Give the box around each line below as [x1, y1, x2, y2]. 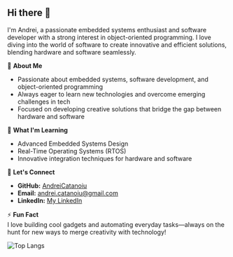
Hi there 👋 [7, 7, 51, 19]
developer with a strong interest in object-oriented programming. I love [7, 33, 211, 41]
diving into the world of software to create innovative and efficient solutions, [7, 40, 227, 49]
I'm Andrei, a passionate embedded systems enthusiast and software [7, 25, 207, 34]
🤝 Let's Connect [7, 167, 55, 176]
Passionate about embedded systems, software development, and [17, 75, 209, 83]
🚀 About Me [7, 61, 43, 70]
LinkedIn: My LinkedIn [17, 196, 83, 204]
